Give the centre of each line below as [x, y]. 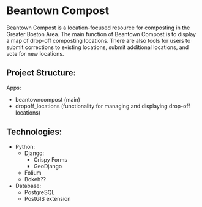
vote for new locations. [35, 53]
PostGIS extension [48, 198]
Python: [25, 146]
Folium [33, 173]
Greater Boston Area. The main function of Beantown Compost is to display [101, 34]
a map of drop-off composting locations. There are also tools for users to [99, 40]
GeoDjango [48, 166]
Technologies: [34, 132]
